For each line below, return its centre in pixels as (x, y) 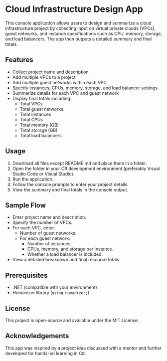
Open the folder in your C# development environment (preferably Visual (86, 169)
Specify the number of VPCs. (42, 222)
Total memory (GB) (39, 125)
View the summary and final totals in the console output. (70, 189)
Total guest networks (42, 109)
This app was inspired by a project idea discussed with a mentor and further (83, 348)
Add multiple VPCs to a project (44, 77)
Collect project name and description (50, 72)
